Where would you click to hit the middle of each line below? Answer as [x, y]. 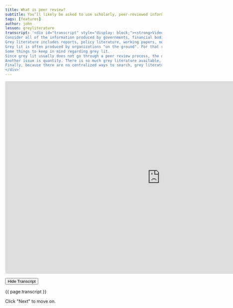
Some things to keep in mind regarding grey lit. [58, 51]
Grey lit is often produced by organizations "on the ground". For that [82, 47]
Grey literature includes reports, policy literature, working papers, [81, 42]
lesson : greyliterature [30, 28]
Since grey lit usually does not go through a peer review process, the [82, 56]
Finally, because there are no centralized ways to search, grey [74, 65]
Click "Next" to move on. [31, 301]
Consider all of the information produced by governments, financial [79, 38]
